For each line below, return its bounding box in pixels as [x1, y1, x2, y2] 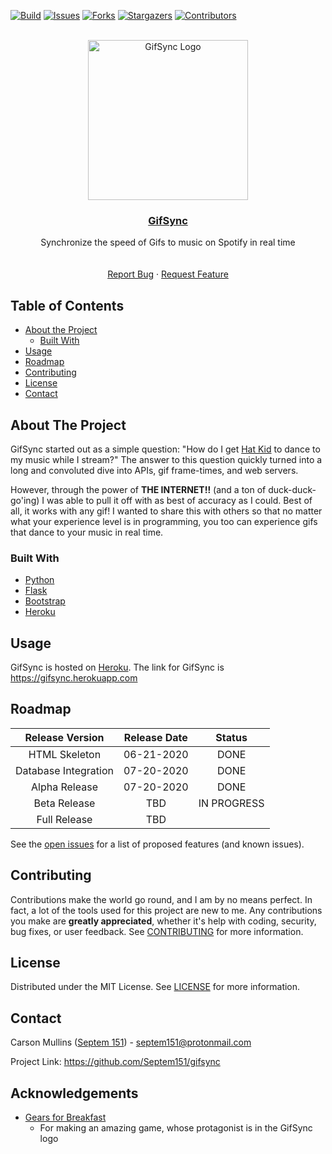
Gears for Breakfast [24, 1111, 107, 1124]
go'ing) [10, 494, 40, 506]
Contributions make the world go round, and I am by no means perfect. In [10, 893, 313, 905]
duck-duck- [268, 483, 317, 495]
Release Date [123, 730, 188, 744]
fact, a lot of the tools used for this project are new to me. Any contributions [10, 904, 323, 916]
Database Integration [15, 763, 114, 777]
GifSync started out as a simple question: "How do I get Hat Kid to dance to [10, 443, 321, 455]
